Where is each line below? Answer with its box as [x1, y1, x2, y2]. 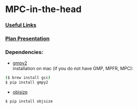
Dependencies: [5, 48, 44, 56]
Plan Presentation [5, 35, 50, 42]
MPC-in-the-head [5, 4, 82, 15]
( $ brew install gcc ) [5, 75, 51, 80]
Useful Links [5, 22, 37, 29]
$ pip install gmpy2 [5, 80, 49, 85]
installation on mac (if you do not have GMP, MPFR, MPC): [12, 66, 133, 72]
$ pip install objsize [5, 99, 53, 104]
